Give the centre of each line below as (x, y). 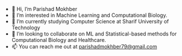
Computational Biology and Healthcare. (59, 40)
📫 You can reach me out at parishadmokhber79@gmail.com (84, 46)
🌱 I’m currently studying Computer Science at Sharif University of (90, 21)
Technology (26, 27)
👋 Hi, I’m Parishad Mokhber (44, 9)
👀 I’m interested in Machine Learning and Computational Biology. (89, 15)
